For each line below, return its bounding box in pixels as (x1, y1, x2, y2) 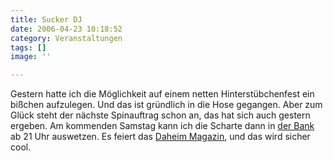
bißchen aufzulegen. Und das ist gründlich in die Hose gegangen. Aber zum (10, 99, 323, 111)
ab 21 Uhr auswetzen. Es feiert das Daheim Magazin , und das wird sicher (10, 131, 311, 143)
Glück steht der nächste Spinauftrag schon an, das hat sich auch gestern (10, 109, 311, 121)
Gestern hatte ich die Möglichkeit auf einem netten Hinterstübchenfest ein (10, 88, 315, 100)
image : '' (10, 52, 52, 62)
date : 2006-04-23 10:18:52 (10, 24, 123, 34)
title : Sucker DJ (10, 14, 83, 25)
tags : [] (10, 42, 47, 53)
